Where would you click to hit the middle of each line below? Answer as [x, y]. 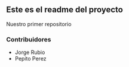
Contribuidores [29, 39]
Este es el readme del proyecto [65, 10]
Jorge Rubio [30, 52]
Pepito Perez [30, 59]
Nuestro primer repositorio [39, 24]
